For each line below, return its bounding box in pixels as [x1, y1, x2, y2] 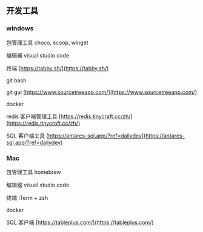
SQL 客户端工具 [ [6, 132, 48, 139]
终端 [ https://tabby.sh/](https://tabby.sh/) [6, 64, 109, 71]
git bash [6, 76, 27, 84]
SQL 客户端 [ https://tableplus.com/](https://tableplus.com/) [6, 219, 154, 226]
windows [6, 24, 34, 33]
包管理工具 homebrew [6, 168, 62, 176]
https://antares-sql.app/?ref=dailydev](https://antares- [48, 132, 185, 139]
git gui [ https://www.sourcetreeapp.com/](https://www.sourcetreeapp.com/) [6, 88, 198, 96]
